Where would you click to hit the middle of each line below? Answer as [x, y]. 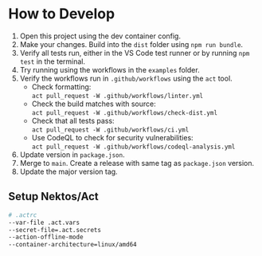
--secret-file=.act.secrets [55, 230]
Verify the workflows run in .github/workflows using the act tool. [126, 78]
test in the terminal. [53, 61]
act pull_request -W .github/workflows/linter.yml [117, 96]
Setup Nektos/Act [53, 197]
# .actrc [23, 215]
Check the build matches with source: [94, 104]
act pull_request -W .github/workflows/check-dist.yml [124, 112]
